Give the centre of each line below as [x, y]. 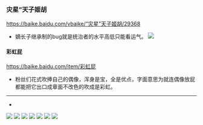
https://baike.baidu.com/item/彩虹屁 [51, 66]
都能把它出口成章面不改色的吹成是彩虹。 [65, 86]
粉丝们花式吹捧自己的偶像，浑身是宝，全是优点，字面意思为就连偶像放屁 [105, 79]
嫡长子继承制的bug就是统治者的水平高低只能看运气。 [81, 37]
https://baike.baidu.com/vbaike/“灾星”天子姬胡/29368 [73, 24]
